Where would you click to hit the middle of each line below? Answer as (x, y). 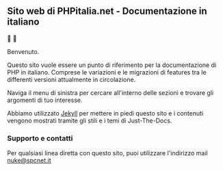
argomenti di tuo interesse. (45, 100)
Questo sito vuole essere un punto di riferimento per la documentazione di (112, 65)
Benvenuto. (23, 51)
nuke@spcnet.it (29, 161)
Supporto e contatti (40, 138)
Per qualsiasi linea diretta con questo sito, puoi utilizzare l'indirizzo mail (107, 153)
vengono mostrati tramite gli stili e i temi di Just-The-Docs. (90, 120)
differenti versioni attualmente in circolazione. (71, 79)
